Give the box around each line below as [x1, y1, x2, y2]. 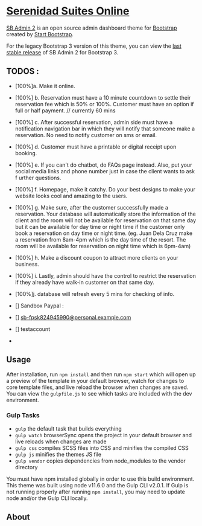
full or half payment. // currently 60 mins [14, 107, 116, 114]
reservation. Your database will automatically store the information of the [14, 210, 196, 217]
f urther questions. [14, 174, 62, 181]
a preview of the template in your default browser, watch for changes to [6, 377, 185, 384]
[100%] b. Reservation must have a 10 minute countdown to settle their [14, 94, 191, 101]
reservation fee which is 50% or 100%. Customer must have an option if [14, 100, 194, 107]
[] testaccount [14, 325, 50, 333]
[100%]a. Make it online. [14, 82, 75, 89]
